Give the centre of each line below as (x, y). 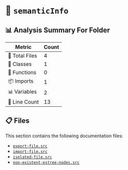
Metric (23, 47)
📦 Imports (21, 81)
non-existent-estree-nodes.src (46, 162)
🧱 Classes (20, 64)
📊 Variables (23, 92)
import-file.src (30, 152)
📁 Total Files (23, 56)
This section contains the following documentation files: (64, 136)
